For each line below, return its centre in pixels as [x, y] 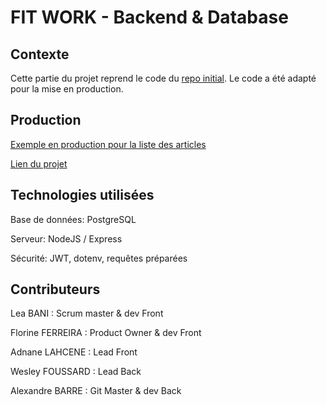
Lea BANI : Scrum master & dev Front [87, 313]
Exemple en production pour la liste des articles [108, 144]
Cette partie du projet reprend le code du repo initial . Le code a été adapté [163, 78]
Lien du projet [39, 163]
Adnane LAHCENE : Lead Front [74, 352]
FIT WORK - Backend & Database [149, 17]
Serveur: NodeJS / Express [66, 238]
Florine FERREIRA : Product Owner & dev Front [106, 333]
